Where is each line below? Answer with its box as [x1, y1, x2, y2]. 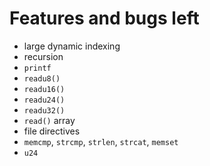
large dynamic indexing [23, 40, 121, 52]
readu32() [23, 105, 66, 116]
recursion [23, 50, 64, 62]
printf [23, 63, 52, 73]
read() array [23, 114, 76, 126]
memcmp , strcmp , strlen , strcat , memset [23, 135, 179, 147]
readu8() [23, 73, 61, 84]
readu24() [23, 95, 66, 105]
